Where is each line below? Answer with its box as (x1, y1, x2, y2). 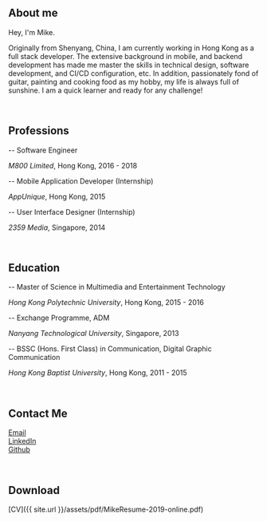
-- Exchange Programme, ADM (8, 313, 110, 322)
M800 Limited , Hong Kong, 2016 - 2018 (8, 160, 138, 170)
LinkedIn (8, 437, 37, 446)
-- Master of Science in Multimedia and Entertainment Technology (8, 283, 226, 292)
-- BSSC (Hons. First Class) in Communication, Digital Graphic (8, 344, 213, 354)
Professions (8, 124, 69, 138)
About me (8, 6, 58, 20)
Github (8, 445, 30, 454)
